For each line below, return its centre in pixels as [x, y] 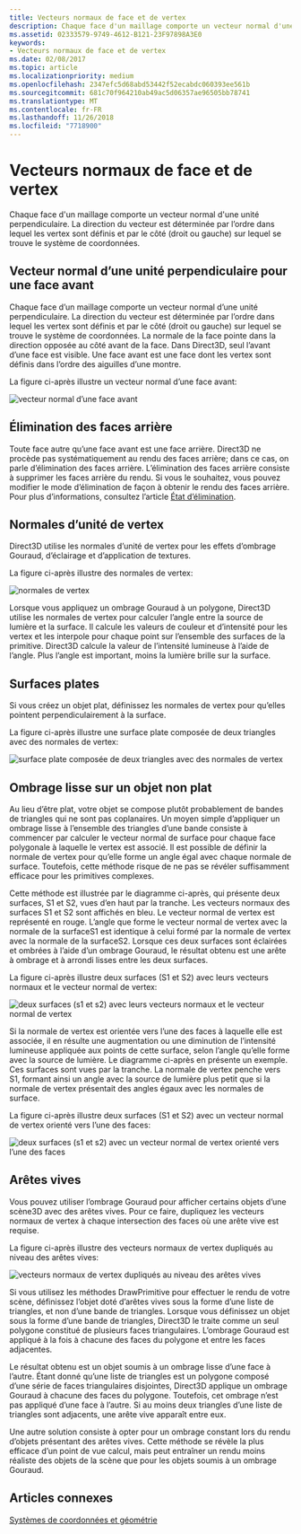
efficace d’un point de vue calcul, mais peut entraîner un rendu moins [138, 1451]
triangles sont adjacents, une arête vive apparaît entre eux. [118, 1414]
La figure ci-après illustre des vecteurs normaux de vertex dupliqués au [141, 1248]
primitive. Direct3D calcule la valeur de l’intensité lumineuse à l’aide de [139, 646]
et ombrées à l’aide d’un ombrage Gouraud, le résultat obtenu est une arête [148, 951]
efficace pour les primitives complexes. [82, 876]
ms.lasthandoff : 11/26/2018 [62, 118]
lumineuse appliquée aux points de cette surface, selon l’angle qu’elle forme [150, 1050]
